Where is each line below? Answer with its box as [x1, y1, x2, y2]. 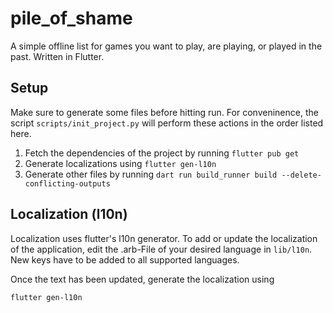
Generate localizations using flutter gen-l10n [24, 157, 217, 169]
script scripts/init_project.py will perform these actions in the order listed [10, 117, 324, 129]
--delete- [281, 170, 322, 180]
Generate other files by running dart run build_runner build [24, 168, 278, 180]
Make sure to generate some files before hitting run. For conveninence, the [10, 106, 319, 118]
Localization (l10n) [10, 206, 128, 223]
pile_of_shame [10, 7, 133, 30]
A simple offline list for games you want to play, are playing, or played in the [10, 40, 323, 52]
